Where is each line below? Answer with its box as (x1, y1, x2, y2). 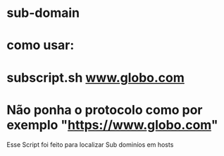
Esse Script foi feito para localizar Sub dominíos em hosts (6, 140, 174, 149)
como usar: (6, 37, 75, 54)
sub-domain (6, 5, 80, 21)
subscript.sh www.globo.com (6, 69, 185, 85)
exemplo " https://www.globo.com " (6, 116, 218, 133)
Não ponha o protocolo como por (6, 102, 203, 118)
